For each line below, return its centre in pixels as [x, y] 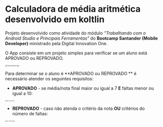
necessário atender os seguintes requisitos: [49, 79]
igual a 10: [22, 94]
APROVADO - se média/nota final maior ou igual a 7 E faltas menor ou [83, 88]
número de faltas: [30, 114]
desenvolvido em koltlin [55, 19]
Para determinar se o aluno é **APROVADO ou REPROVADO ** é [71, 74]
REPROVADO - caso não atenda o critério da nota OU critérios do [78, 108]
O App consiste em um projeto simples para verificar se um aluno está [76, 53]
